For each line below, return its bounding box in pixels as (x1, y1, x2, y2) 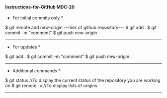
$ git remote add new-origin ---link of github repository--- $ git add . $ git (5, 25, 157, 31)
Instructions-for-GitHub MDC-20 (5, 4, 75, 10)
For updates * (12, 44, 41, 50)
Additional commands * (12, 68, 61, 74)
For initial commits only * (12, 15, 64, 21)
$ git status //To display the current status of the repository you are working (5, 77, 161, 84)
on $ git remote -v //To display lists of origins (5, 83, 98, 89)
